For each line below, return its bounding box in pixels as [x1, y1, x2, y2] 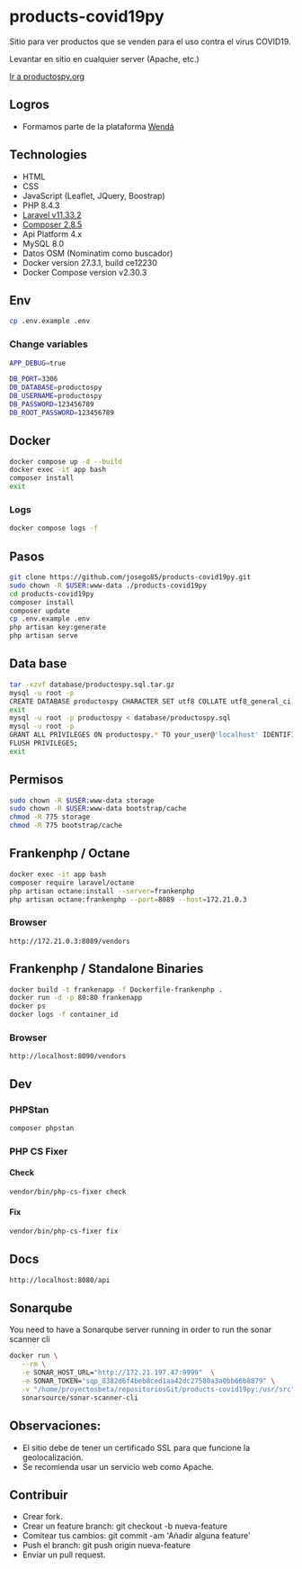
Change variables [9, 338, 88, 350]
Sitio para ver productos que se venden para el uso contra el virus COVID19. [9, 36, 291, 47]
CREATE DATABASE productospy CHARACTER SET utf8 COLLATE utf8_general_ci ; [9, 696, 296, 706]
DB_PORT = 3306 [9, 375, 58, 384]
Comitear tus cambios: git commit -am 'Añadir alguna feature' [22, 1530, 252, 1541]
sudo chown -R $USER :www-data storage [9, 795, 155, 805]
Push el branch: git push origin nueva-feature [22, 1540, 191, 1551]
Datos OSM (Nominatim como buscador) [22, 248, 173, 258]
